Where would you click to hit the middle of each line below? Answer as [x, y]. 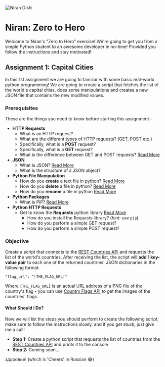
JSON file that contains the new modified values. [55, 95]
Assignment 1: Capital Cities [49, 68]
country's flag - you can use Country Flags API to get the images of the [78, 291]
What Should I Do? [24, 308]
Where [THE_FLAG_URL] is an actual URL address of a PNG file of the [74, 286]
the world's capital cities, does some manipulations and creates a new [77, 90]
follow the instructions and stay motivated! [48, 52]
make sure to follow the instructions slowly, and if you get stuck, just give [80, 324]
